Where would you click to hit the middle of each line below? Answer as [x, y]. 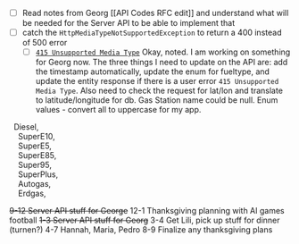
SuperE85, [37, 156]
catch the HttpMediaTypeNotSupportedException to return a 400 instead [152, 33]
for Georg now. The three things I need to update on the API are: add [162, 63]
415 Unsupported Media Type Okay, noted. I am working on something [163, 52]
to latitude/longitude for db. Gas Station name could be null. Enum [157, 100]
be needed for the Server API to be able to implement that [128, 23]
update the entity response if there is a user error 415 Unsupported [157, 81]
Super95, [34, 165]
